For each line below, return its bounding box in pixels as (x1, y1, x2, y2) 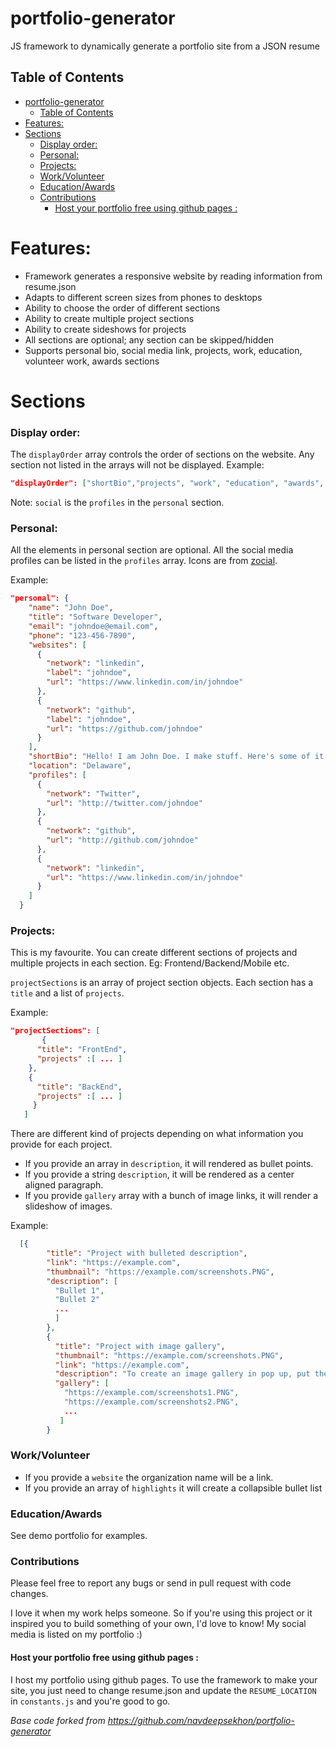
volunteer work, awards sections (24, 355, 160, 367)
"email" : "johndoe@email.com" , (28, 621, 159, 631)
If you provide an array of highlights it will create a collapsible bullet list (24, 1482, 323, 1494)
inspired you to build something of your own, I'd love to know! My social (10, 1618, 307, 1630)
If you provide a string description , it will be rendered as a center (24, 1168, 295, 1181)
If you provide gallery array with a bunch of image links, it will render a (24, 1190, 319, 1202)
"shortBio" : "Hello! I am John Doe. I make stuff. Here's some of (28, 752, 311, 762)
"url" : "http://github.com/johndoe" (46, 835, 199, 846)
